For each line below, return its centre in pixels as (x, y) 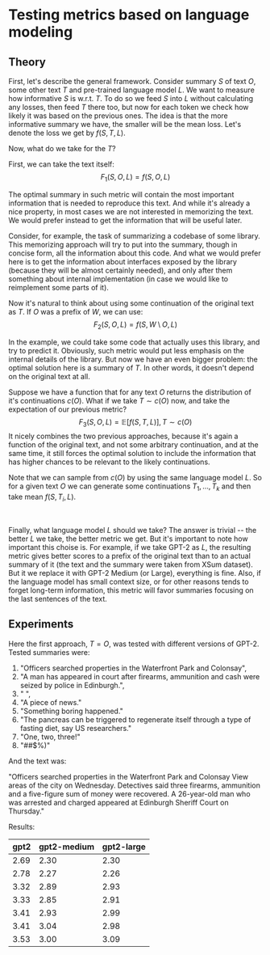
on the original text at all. (49, 376)
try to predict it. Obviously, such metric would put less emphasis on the (126, 350)
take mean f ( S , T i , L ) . (42, 497)
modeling (41, 32)
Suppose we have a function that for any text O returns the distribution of (130, 392)
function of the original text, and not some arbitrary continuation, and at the (134, 445)
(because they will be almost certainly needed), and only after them (120, 270)
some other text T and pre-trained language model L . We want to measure (132, 90)
